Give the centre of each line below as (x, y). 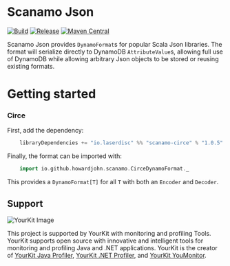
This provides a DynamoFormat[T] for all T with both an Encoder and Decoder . (113, 182)
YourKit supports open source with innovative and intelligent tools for (105, 241)
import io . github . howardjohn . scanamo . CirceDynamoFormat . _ (104, 169)
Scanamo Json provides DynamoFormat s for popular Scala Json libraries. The (115, 44)
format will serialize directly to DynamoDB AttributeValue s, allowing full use (115, 52)
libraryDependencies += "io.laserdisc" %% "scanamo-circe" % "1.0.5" (122, 143)
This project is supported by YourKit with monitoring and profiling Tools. (109, 233)
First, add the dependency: (45, 131)
